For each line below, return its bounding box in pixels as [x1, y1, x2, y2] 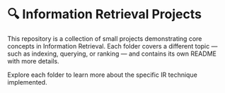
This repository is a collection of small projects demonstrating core [7, 34, 202, 43]
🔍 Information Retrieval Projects [7, 6, 202, 23]
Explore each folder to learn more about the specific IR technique [7, 70, 198, 79]
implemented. [7, 77, 47, 86]
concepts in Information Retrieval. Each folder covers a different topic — [7, 42, 218, 50]
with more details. [7, 56, 59, 65]
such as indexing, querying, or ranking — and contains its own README [7, 49, 217, 58]
